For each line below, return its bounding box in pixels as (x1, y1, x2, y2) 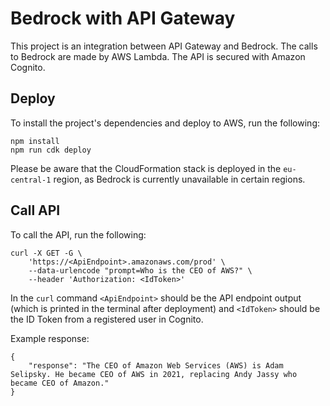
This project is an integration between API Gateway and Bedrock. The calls (10, 40, 318, 52)
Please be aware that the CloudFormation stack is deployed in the (10, 162, 282, 174)
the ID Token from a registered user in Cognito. (10, 313, 204, 325)
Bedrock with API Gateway (10, 7, 236, 30)
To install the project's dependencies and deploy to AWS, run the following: (10, 117, 320, 129)
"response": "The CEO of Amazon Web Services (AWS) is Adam (28, 360, 284, 371)
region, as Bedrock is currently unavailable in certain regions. (53, 173, 306, 185)
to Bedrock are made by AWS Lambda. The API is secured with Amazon (10, 50, 306, 62)
